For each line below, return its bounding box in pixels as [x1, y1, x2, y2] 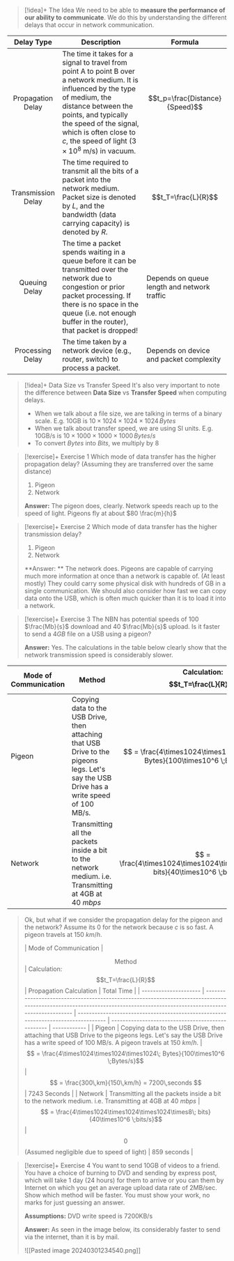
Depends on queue [146, 273, 209, 283]
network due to [62, 273, 112, 283]
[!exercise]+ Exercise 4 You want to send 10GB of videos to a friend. [24, 1161, 221, 1170]
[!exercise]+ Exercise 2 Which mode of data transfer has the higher [24, 523, 217, 531]
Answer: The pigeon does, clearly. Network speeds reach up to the [24, 502, 219, 510]
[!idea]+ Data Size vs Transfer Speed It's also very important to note [24, 381, 221, 390]
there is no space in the [62, 300, 139, 309]
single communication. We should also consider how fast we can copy [24, 587, 226, 595]
